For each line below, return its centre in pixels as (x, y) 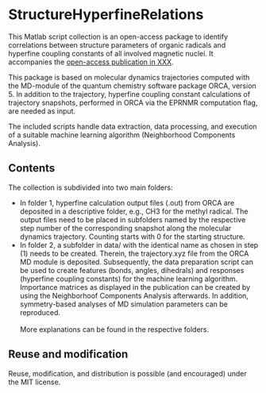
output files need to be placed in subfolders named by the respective (133, 219)
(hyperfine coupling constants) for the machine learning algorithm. (129, 279)
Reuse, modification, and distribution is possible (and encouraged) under (128, 373)
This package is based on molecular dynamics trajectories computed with (129, 77)
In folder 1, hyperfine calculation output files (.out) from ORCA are (127, 202)
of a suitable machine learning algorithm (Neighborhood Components (122, 135)
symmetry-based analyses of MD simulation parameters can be (124, 304)
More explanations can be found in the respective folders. (114, 329)
